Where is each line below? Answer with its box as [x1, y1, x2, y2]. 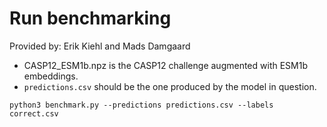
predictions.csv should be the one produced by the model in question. [23, 80, 317, 92]
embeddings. [23, 70, 79, 82]
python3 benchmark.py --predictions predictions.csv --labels [9, 100, 274, 110]
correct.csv [9, 108, 59, 119]
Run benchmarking [9, 7, 172, 30]
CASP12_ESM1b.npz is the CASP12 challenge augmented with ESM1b [23, 59, 308, 71]
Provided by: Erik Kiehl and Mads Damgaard [9, 40, 191, 52]
